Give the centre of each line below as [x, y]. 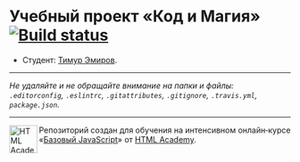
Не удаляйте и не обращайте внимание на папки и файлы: [121, 85]
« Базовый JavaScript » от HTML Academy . [117, 139]
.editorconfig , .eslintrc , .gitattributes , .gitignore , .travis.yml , [133, 94]
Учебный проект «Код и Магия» [135, 16]
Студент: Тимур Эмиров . [70, 60]
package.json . [34, 104]
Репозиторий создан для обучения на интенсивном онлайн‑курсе [165, 130]
